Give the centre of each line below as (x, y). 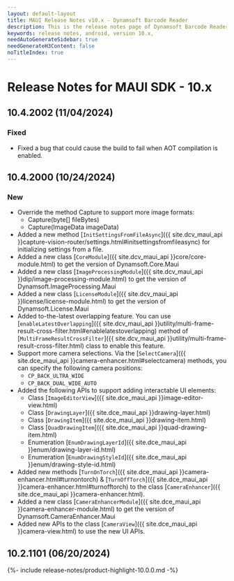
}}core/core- (188, 257)
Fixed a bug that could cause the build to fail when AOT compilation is (117, 148)
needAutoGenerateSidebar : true (53, 40)
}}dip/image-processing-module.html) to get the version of (102, 279)
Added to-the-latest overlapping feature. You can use (94, 316)
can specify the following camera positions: (80, 368)
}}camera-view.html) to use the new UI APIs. (81, 531)
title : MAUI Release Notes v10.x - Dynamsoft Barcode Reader (98, 20)
